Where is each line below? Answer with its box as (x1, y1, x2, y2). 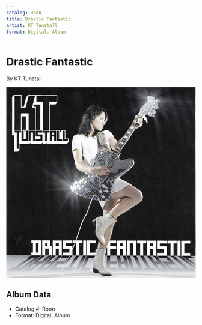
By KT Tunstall (6, 75, 42, 82)
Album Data (6, 289, 52, 300)
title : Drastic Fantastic (6, 16, 71, 22)
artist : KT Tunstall (6, 22, 58, 28)
